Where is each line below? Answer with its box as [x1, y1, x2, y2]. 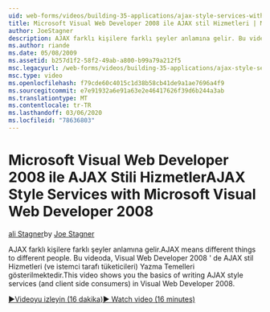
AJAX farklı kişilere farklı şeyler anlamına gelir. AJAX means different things [8, 244, 256, 254]
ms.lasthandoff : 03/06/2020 [8, 109, 103, 117]
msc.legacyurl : [8, 64, 59, 72]
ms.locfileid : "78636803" [8, 117, 95, 125]
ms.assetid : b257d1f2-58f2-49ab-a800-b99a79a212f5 [8, 57, 182, 65]
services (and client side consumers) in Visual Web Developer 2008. [8, 278, 235, 288]
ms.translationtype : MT [8, 94, 88, 102]
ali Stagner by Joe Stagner [8, 228, 95, 238]
